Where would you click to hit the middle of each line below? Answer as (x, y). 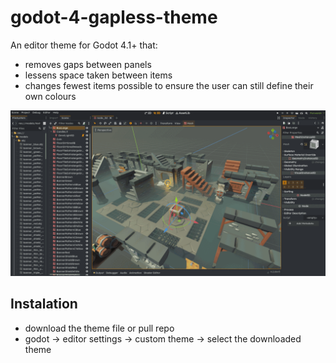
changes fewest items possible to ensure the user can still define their (169, 85)
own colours (50, 96)
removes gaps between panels (88, 64)
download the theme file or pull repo (99, 328)
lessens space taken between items (98, 75)
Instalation (44, 304)
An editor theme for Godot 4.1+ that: (84, 45)
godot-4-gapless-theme (114, 17)
